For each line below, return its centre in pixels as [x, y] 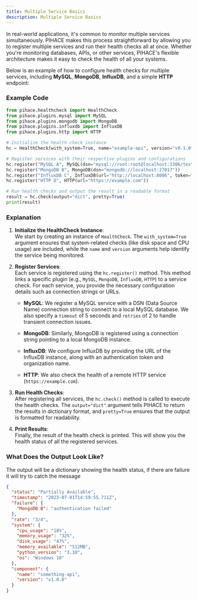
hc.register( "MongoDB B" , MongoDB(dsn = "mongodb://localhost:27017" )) [93, 170]
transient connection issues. [58, 322]
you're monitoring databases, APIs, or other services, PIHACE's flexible [93, 52]
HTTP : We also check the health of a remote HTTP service [95, 375]
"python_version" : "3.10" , [50, 552]
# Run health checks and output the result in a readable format [88, 191]
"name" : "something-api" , [49, 574]
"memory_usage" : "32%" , [46, 536]
